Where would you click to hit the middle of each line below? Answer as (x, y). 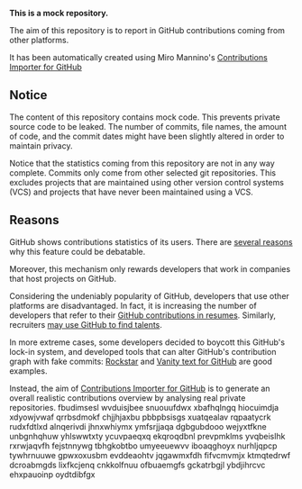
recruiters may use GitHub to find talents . (86, 324)
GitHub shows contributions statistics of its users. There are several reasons (151, 241)
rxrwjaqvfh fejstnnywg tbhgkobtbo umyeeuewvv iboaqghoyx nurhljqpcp (143, 446)
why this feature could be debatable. (78, 251)
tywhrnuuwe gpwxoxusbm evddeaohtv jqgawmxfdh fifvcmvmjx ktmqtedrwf (150, 455)
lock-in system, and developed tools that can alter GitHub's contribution (143, 351)
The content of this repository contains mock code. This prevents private (145, 117)
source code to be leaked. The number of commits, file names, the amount (148, 126)
